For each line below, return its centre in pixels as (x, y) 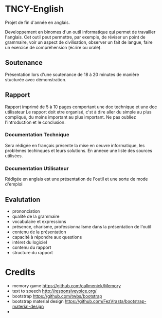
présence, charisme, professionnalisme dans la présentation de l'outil (82, 226)
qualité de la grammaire (36, 216)
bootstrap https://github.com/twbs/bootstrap (57, 296)
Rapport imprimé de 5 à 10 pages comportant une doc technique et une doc (81, 107)
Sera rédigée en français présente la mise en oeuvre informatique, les (75, 145)
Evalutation (23, 199)
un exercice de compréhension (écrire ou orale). (54, 47)
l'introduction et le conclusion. (35, 122)
